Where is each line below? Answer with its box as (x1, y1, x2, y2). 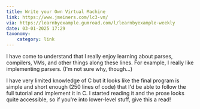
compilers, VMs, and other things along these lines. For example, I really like (6, 59, 194, 66)
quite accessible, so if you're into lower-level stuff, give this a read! (6, 96, 171, 103)
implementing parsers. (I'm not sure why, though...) (6, 66, 133, 72)
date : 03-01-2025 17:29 (6, 25, 66, 32)
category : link (17, 36, 55, 42)
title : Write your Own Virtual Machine (6, 8, 106, 15)
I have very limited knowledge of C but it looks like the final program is (6, 77, 180, 84)
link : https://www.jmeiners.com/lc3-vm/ (6, 14, 109, 20)
